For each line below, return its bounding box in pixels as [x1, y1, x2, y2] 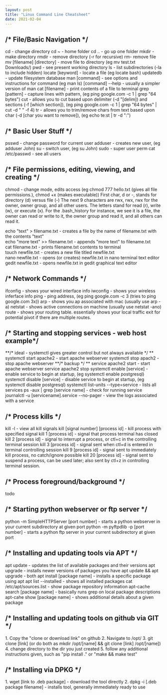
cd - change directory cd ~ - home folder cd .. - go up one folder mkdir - [5, 49, 155, 55]
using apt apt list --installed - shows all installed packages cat [5, 578, 133, 584]
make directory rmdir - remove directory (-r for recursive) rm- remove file [5, 54, 156, 60]
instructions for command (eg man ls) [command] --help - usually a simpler [5, 81, 161, 87]
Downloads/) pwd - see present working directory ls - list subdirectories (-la [5, 65, 162, 71]
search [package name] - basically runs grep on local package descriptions [5, 589, 161, 595]
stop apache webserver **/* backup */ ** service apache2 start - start [5, 361, 151, 367]
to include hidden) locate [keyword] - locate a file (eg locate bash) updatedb [5, 70, 162, 76]
